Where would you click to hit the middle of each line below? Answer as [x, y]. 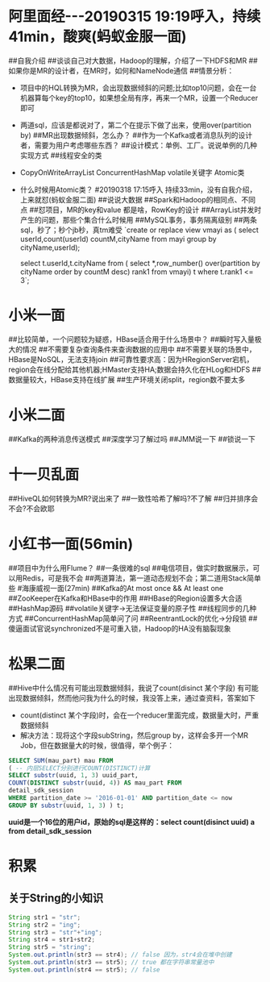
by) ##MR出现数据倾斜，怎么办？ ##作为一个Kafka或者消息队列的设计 [136, 135]
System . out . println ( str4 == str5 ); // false [84, 970]
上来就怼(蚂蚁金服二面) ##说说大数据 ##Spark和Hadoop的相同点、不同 [138, 199]
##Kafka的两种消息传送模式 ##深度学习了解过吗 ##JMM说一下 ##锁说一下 [132, 439]
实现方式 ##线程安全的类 [61, 155]
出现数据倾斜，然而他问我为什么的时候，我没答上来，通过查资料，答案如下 [132, 697]
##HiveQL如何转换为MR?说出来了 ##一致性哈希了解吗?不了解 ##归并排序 [130, 498]
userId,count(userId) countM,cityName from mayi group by [118, 239]
